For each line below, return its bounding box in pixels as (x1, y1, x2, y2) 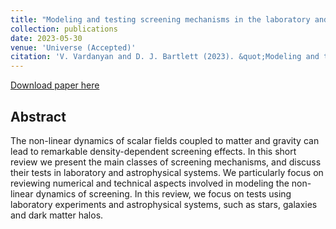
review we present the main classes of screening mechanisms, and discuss (10, 156, 322, 168)
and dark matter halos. (10, 209, 104, 221)
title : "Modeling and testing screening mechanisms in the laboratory (10, 14, 311, 25)
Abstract (10, 108, 67, 125)
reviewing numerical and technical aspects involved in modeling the (10, 177, 290, 189)
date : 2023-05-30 (10, 33, 83, 43)
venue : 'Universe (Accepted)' (10, 42, 137, 53)
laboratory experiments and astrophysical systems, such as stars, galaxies (10, 198, 318, 210)
